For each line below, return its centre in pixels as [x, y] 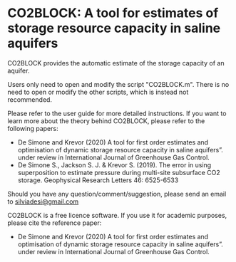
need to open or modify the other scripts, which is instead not [98, 92]
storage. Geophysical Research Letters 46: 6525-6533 [98, 180]
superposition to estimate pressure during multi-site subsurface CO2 [119, 172]
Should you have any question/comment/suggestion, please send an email [117, 194]
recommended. [30, 99]
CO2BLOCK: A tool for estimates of [113, 13]
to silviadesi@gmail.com [43, 201]
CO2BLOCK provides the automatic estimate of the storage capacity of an [116, 63]
